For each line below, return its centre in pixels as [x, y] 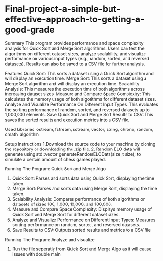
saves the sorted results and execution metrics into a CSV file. [67, 120]
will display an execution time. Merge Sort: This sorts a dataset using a [76, 78]
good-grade [30, 30]
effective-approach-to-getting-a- [75, 19]
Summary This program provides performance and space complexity [74, 43]
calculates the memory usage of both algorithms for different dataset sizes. [81, 99]
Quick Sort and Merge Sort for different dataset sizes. [66, 214]
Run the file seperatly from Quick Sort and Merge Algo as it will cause [82, 249]
